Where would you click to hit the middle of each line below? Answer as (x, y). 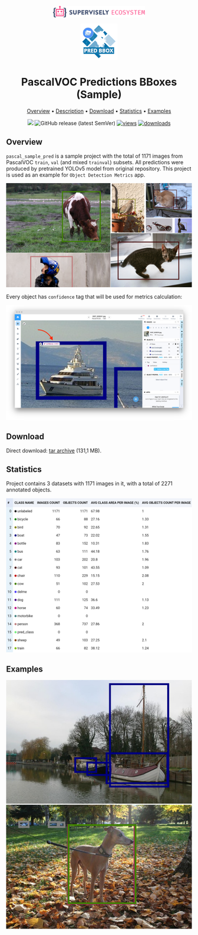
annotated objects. (29, 490)
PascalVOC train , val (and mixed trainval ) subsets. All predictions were (95, 162)
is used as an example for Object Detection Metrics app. (76, 175)
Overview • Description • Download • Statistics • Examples (99, 111)
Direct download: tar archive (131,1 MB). (54, 451)
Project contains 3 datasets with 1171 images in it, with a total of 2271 (89, 484)
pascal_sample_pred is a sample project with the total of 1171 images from (95, 156)
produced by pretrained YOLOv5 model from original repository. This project (99, 168)
